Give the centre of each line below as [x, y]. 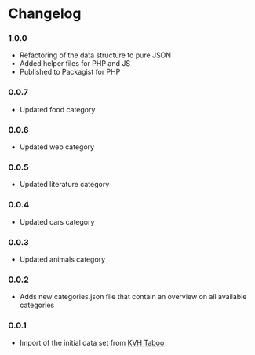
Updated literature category [64, 185]
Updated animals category [62, 259]
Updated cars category [57, 221]
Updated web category [57, 147]
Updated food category [57, 109]
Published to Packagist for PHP [70, 72]
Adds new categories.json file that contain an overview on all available [133, 297]
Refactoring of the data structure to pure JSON [95, 55]
